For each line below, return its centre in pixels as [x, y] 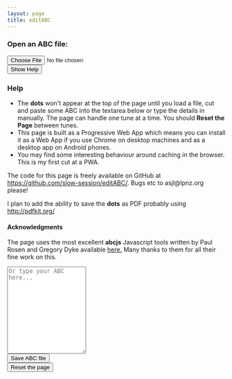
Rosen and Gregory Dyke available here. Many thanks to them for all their [111, 249]
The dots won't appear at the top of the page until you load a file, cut [116, 103]
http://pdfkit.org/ [31, 211]
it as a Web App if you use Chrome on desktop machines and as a [111, 140]
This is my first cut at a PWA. [58, 162]
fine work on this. [32, 257]
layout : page [26, 14]
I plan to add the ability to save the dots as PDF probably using [97, 204]
